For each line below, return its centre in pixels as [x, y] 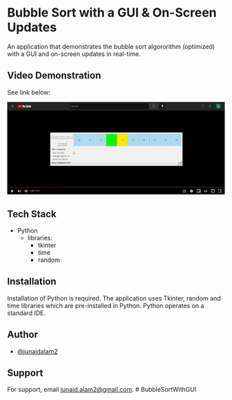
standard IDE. [27, 313]
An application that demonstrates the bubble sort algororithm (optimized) [111, 46]
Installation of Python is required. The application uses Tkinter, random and [114, 298]
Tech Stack [32, 214]
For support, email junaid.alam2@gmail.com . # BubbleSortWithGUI [102, 390]
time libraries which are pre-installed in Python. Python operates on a [106, 305]
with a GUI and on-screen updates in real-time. [74, 54]
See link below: [29, 92]
